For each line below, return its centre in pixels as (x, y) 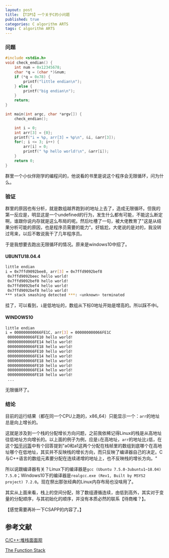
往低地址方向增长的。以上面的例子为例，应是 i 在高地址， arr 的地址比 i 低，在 (83, 439)
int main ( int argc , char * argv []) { (44, 114)
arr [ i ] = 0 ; (36, 147)
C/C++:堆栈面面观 (24, 540)
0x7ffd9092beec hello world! (38, 276)
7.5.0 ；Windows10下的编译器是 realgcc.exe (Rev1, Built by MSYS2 (75, 476)
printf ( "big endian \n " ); (49, 91)
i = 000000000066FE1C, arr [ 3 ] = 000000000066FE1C (58, 333)
